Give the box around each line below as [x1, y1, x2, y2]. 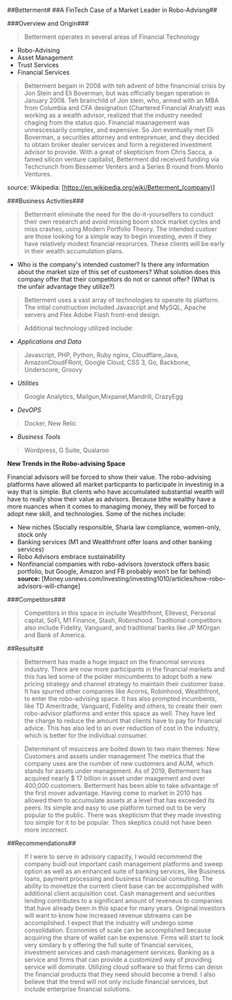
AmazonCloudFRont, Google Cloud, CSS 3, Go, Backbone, [24, 358, 190, 366]
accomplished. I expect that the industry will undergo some [24, 919, 194, 927]
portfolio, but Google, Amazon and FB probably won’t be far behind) [17, 567, 211, 575]
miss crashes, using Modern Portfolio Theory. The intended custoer [24, 225, 217, 233]
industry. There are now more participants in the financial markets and [24, 665, 225, 673]
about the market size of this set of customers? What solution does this [17, 268, 221, 276]
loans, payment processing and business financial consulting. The [24, 875, 213, 882]
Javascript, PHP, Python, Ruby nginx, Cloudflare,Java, [24, 351, 179, 359]
